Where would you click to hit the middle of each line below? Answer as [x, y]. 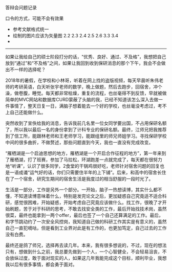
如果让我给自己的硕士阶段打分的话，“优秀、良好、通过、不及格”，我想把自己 [86, 57]
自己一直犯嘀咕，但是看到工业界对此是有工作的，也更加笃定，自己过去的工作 [86, 228]
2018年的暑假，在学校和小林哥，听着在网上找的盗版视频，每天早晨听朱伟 [82, 80]
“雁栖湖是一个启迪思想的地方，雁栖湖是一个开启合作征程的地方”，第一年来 [84, 153]
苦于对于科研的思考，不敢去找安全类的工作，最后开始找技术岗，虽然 [95, 209]
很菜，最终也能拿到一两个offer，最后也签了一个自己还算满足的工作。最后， [84, 215]
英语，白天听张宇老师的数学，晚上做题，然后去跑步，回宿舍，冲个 [92, 87]
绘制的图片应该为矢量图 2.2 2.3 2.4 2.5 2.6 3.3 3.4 [66, 36]
